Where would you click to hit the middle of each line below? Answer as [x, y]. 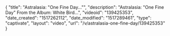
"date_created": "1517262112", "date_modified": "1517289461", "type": [78, 18]
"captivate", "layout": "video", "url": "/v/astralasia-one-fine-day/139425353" [85, 23]
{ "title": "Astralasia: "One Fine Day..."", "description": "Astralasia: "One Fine [85, 7]
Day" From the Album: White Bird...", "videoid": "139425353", [69, 12]
